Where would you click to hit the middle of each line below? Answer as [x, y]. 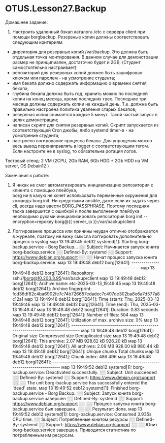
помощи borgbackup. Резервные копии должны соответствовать [81, 37]
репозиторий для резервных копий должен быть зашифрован [77, 72]
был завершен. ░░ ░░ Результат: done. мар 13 [94, 409]
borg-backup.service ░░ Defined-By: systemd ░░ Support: [72, 252]
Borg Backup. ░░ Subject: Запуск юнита [90, 393]
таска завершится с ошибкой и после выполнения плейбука [76, 211]
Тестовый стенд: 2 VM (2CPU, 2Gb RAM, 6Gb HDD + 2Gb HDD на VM [77, 160]
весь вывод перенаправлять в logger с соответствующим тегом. [81, 146]
